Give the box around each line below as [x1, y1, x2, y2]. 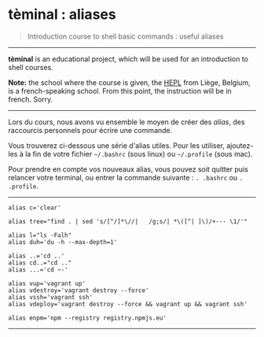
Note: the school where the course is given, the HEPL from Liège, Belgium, [8, 77, 251, 87]
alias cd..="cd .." [8, 258, 72, 267]
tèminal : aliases [8, 6, 116, 24]
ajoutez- [226, 140, 254, 150]
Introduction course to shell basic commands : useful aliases [27, 31, 224, 41]
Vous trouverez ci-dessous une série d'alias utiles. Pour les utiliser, [8, 140, 225, 150]
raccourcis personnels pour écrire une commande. [8, 125, 173, 135]
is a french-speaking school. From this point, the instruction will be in [8, 86, 232, 95]
